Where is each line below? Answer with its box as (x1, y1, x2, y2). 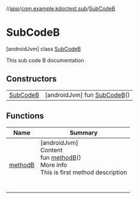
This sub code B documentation (6, 56, 84, 64)
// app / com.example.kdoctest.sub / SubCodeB (6, 5, 116, 12)
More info (40, 161, 67, 169)
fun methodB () (40, 153, 81, 162)
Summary (69, 129, 98, 137)
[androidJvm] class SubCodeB (6, 45, 81, 52)
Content (40, 146, 63, 154)
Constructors (6, 74, 57, 84)
